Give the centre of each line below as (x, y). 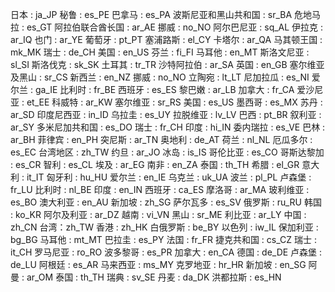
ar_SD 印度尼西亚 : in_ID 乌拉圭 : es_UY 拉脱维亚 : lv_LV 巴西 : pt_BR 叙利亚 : (166, 114)
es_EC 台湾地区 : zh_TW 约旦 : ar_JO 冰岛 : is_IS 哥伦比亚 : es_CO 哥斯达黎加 (167, 152)
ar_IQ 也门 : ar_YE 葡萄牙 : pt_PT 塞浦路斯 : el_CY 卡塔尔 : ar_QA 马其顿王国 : (166, 39)
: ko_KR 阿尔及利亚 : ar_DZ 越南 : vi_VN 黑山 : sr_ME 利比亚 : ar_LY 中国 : (158, 214)
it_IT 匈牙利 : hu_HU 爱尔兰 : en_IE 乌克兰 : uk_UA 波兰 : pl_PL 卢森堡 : (169, 177)
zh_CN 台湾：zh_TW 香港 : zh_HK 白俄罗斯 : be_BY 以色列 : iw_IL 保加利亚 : (164, 227)
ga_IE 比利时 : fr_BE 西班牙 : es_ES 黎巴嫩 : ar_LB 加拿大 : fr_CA (164, 89)
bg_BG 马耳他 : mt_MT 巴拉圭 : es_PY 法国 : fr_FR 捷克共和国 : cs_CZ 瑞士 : (163, 239)
